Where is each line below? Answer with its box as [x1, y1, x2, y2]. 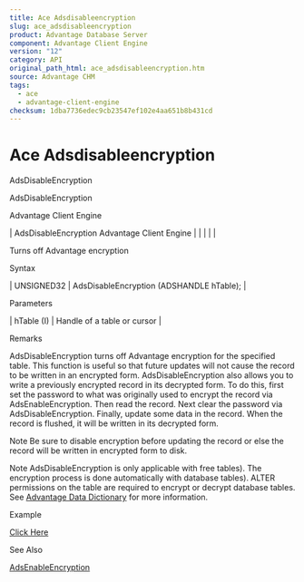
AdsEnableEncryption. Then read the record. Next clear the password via [9, 399, 283, 410]
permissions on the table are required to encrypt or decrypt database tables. [9, 482, 296, 493]
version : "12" [9, 47, 64, 56]
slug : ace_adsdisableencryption [9, 22, 132, 31]
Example [9, 509, 43, 520]
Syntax [9, 263, 36, 274]
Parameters [9, 298, 53, 309]
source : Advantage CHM [9, 73, 95, 82]
